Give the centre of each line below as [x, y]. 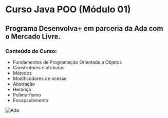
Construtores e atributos [39, 67]
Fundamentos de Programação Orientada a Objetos [67, 62]
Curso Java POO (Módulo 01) [68, 9]
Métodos [22, 73]
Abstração [24, 84]
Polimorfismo [27, 95]
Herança [22, 89]
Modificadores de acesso [40, 78]
